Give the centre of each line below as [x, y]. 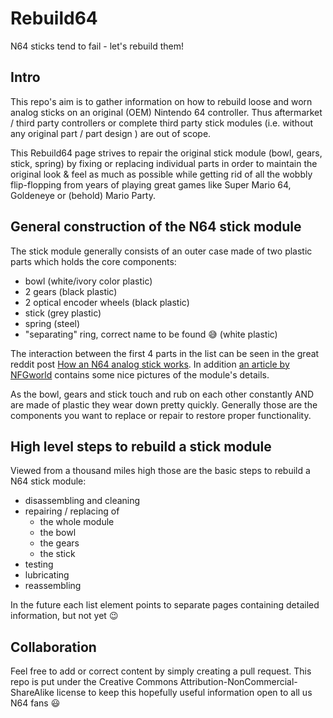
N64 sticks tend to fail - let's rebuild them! [97, 46]
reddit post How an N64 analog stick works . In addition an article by [150, 364]
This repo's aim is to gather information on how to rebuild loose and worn [161, 101]
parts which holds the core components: [93, 261]
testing [39, 564]
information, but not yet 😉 [64, 616]
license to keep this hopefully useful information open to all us [184, 693]
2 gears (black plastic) [71, 291]
